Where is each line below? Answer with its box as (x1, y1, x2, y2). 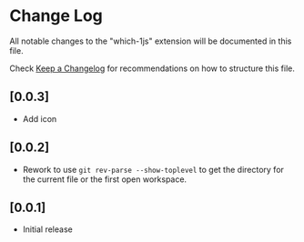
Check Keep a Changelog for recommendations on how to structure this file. (9, 63, 296, 74)
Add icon (22, 113, 57, 124)
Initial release (22, 224, 73, 235)
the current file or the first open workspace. (22, 174, 187, 185)
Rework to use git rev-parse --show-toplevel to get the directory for (22, 164, 285, 175)
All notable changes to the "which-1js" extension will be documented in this (9, 35, 292, 46)
